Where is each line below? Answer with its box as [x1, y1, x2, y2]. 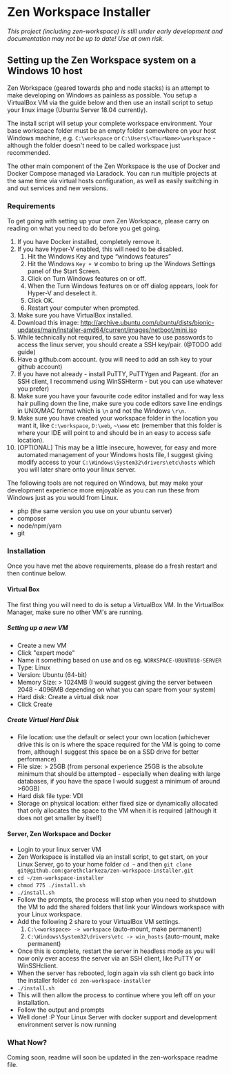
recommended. [7, 148, 50, 156]
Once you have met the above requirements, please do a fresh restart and [7, 562, 217, 571]
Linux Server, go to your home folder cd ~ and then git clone [17, 860, 192, 868]
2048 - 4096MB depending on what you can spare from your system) [17, 685, 216, 694]
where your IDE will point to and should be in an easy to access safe [17, 429, 212, 437]
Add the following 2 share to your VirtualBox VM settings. [17, 917, 181, 925]
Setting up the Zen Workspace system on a [7, 55, 197, 66]
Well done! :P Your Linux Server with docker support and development [17, 1012, 217, 1021]
